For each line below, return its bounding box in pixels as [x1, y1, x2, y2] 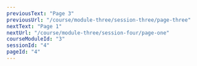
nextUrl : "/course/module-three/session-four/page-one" [6, 29, 170, 36]
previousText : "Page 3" [6, 10, 75, 17]
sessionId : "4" [6, 42, 50, 49]
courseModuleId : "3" [6, 36, 66, 43]
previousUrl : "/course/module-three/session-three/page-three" [6, 16, 192, 23]
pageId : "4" [6, 49, 40, 56]
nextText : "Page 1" [6, 23, 62, 30]
